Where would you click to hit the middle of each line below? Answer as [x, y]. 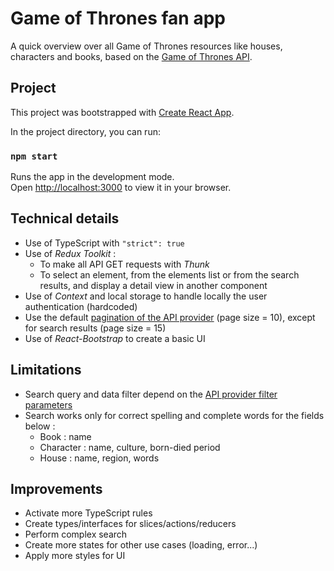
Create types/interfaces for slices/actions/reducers [130, 524]
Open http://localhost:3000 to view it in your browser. [121, 188]
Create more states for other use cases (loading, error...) [141, 545]
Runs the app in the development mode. [92, 177]
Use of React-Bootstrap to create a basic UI [115, 338]
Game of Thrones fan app [118, 18]
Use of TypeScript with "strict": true [104, 243]
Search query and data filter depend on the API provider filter [151, 394]
